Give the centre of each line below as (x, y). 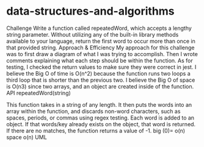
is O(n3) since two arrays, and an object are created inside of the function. (100, 86)
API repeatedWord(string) (39, 93)
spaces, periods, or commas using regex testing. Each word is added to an (100, 118)
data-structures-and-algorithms (91, 11)
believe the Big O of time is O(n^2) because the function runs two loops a (98, 73)
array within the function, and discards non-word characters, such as (93, 111)
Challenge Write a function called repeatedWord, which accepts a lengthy (99, 28)
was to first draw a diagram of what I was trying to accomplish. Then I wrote (102, 54)
